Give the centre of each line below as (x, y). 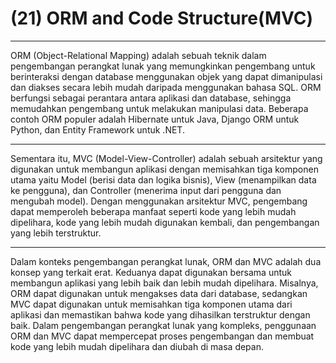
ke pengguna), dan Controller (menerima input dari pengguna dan (146, 190)
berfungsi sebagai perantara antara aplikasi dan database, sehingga (151, 98)
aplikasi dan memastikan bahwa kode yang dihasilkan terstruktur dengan (160, 314)
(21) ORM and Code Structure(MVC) (162, 18)
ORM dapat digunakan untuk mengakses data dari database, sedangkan (159, 293)
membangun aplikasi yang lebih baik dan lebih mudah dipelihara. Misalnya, (164, 283)
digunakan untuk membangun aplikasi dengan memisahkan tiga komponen (164, 169)
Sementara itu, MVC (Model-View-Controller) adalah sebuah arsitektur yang (166, 158)
